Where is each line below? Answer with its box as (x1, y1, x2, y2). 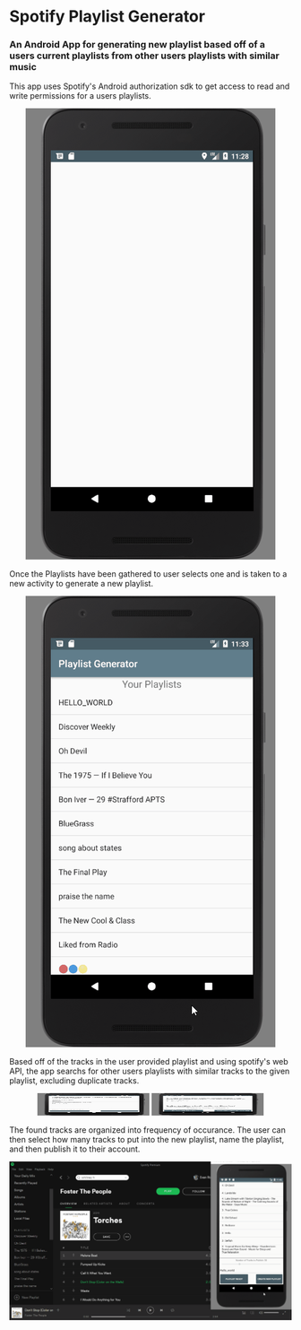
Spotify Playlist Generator (9, 6, 206, 27)
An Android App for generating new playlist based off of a (9, 39, 266, 51)
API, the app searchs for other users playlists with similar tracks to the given (9, 1065, 290, 1077)
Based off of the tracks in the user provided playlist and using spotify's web (9, 1056, 288, 1067)
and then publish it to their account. (9, 1143, 141, 1154)
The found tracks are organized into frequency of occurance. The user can (9, 1125, 287, 1135)
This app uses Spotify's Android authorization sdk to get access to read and (9, 81, 290, 91)
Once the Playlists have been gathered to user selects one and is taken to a (9, 569, 288, 579)
